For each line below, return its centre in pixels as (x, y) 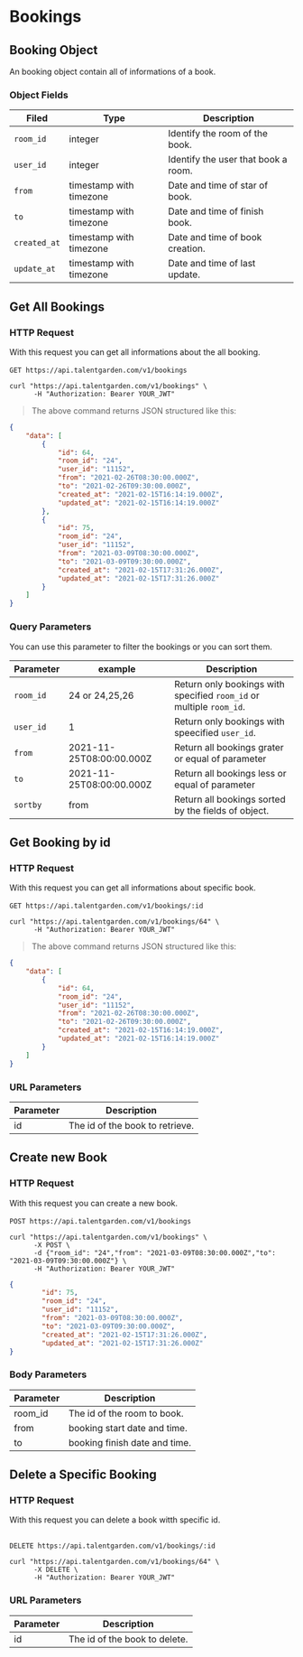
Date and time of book (215, 237)
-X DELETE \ (55, 1570)
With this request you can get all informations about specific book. (133, 888)
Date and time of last (212, 264)
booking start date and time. (128, 1428)
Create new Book (59, 1158)
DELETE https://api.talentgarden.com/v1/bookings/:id (113, 1546)
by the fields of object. (222, 810)
